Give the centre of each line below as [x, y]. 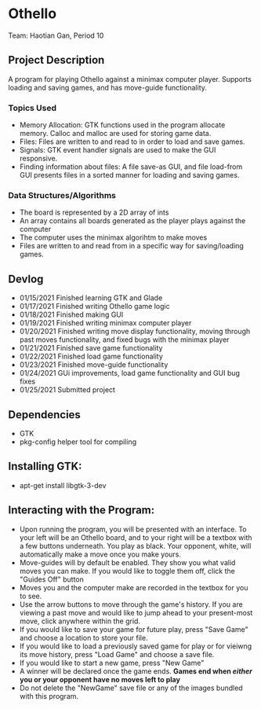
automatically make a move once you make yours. [100, 554]
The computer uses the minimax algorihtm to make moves [113, 237]
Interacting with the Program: [82, 511]
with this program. [49, 696]
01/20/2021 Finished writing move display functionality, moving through [135, 332]
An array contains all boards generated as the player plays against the [132, 221]
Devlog [26, 279]
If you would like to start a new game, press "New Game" [112, 663]
